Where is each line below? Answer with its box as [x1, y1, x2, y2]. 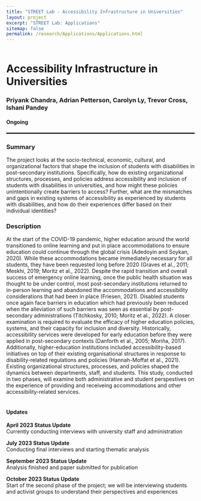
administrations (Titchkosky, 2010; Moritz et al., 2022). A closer [33, 312, 190, 319]
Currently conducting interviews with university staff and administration [6, 428, 183, 435]
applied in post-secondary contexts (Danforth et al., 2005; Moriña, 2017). [6, 338, 187, 345]
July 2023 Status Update [6, 439, 70, 447]
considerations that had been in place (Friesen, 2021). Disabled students [6, 293, 185, 300]
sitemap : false [6, 25, 44, 32]
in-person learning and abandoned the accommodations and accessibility [6, 287, 188, 294]
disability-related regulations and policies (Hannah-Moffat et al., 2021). [6, 357, 181, 364]
